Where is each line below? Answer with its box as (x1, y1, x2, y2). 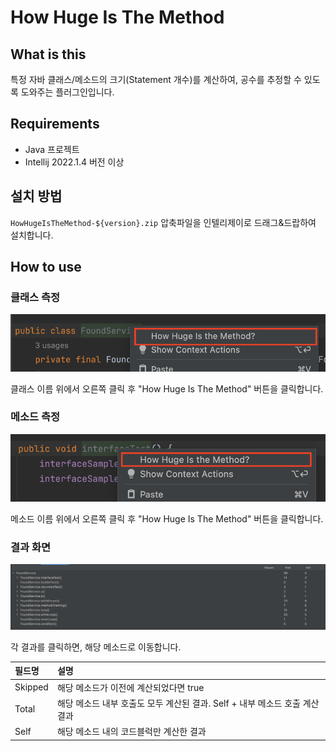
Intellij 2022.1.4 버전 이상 (24, 156, 125, 168)
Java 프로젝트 (24, 143, 80, 155)
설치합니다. (10, 229, 54, 241)
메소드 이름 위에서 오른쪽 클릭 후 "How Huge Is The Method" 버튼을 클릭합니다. (10, 512, 324, 525)
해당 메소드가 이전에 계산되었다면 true (56, 681, 205, 693)
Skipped (14, 681, 49, 693)
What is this (10, 46, 87, 63)
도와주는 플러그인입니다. (20, 86, 115, 98)
